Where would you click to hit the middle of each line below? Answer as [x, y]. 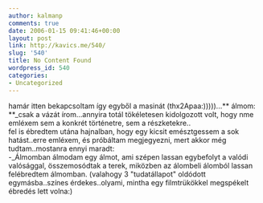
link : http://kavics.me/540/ [57, 46]
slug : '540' [28, 53]
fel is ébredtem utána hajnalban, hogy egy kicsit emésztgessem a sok [124, 131]
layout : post [30, 38]
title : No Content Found [50, 61]
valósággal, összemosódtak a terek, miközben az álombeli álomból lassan [131, 165]
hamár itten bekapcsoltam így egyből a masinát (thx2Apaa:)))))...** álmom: [132, 106]
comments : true [34, 23]
